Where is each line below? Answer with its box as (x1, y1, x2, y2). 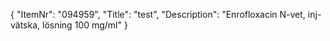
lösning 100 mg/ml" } (42, 19, 128, 31)
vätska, (10, 19, 41, 31)
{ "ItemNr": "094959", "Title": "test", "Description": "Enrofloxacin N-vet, (10, 9, 306, 20)
